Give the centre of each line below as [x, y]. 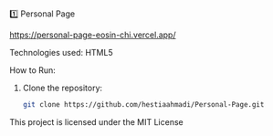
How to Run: [33, 70]
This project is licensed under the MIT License [97, 121]
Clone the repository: [63, 88]
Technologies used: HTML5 [61, 52]
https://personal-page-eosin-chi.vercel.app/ [93, 35]
